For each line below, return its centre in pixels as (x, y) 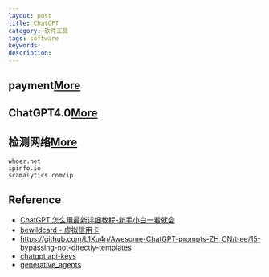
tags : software (34, 38)
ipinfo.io (25, 168)
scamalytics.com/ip (41, 175)
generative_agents (51, 265)
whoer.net (25, 161)
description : (30, 53)
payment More (45, 86)
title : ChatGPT (34, 23)
